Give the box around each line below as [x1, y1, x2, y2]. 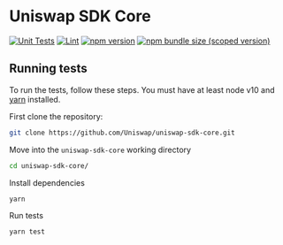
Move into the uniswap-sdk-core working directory [9, 144, 192, 155]
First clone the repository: [9, 111, 103, 121]
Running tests [9, 61, 88, 76]
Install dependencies [9, 177, 86, 188]
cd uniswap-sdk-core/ [9, 161, 89, 170]
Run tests [9, 211, 44, 221]
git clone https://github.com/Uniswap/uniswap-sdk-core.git [9, 128, 236, 137]
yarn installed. [9, 94, 61, 104]
